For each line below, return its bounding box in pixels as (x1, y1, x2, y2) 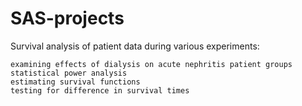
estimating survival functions (10, 77, 141, 87)
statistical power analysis (10, 68, 128, 78)
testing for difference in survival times (10, 85, 190, 96)
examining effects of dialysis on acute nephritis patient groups (10, 59, 293, 69)
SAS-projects (10, 7, 125, 30)
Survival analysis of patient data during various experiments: (10, 40, 260, 52)
